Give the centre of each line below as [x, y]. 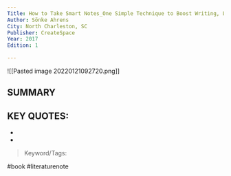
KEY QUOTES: [38, 116]
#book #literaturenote [38, 166]
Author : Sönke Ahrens [38, 20]
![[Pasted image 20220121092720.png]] [64, 71]
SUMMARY [32, 92]
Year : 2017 [23, 39]
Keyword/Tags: [45, 153]
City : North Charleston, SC [47, 26]
